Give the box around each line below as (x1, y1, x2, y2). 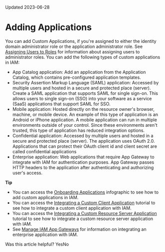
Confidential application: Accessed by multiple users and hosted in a (12, 132, 154, 139)
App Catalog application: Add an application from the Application (12, 69, 146, 75)
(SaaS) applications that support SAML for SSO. (12, 101, 111, 107)
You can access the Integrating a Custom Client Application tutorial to (12, 200, 156, 206)
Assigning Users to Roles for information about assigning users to (5, 48, 140, 54)
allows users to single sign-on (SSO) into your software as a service (12, 95, 152, 101)
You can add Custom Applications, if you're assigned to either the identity (5, 38, 157, 44)
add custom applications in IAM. (12, 194, 79, 200)
